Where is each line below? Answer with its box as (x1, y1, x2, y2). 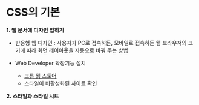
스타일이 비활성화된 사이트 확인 (24, 79, 97, 87)
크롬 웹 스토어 (24, 72, 57, 79)
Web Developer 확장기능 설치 (15, 59, 86, 67)
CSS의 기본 (6, 5, 60, 19)
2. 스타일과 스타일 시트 (6, 92, 59, 100)
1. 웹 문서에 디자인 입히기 (6, 26, 65, 34)
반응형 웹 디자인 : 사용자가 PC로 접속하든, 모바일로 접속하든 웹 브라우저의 (15, 39, 187, 46)
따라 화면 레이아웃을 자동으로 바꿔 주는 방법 (26, 46, 128, 54)
